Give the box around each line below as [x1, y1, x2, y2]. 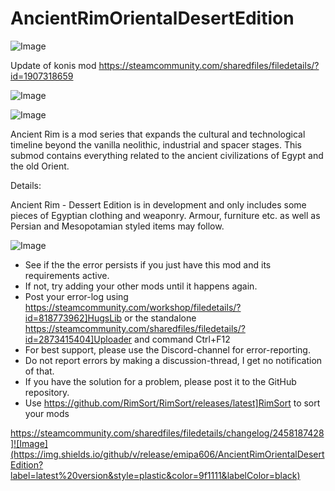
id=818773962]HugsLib [24, 312, 123, 324]
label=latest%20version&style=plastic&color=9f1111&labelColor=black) [10, 469, 301, 481]
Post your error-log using [24, 290, 129, 302]
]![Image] [10, 437, 48, 449]
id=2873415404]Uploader [24, 333, 133, 345]
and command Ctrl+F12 [134, 333, 231, 345]
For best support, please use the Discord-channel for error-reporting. [24, 343, 311, 356]
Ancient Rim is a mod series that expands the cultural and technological [10, 128, 306, 140]
